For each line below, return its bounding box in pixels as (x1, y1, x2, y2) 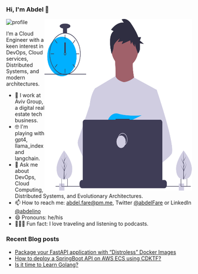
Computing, (14, 186, 44, 194)
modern (6, 74, 25, 81)
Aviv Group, (14, 98, 44, 105)
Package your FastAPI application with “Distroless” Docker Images (14, 248, 177, 256)
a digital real (14, 105, 45, 112)
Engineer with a (6, 37, 44, 44)
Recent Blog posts (6, 235, 60, 243)
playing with (14, 130, 45, 137)
